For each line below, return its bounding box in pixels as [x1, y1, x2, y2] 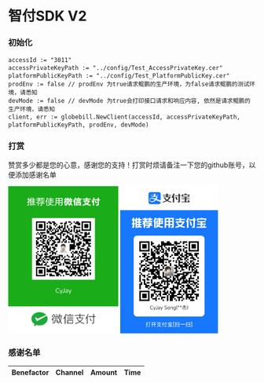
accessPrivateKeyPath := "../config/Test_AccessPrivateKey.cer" [8, 64, 223, 72]
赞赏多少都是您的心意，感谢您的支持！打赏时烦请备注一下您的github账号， [8, 160, 249, 170]
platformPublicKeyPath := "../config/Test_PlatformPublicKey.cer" [8, 72, 230, 80]
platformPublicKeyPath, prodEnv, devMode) [8, 121, 149, 129]
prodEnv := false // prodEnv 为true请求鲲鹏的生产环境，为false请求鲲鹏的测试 [8, 80, 250, 89]
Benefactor [11, 367, 49, 377]
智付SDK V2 [8, 7, 87, 25]
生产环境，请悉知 [8, 105, 56, 114]
